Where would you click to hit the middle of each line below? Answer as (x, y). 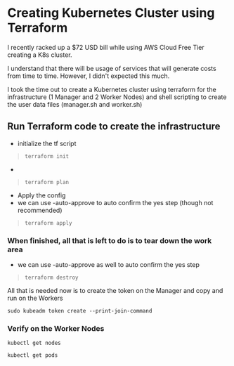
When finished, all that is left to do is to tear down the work (110, 240)
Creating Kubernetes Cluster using (111, 13)
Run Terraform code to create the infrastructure (114, 127)
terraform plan (47, 182)
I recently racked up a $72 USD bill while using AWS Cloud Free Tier (106, 47)
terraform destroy (51, 278)
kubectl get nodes (34, 343)
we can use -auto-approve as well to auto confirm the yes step (109, 265)
